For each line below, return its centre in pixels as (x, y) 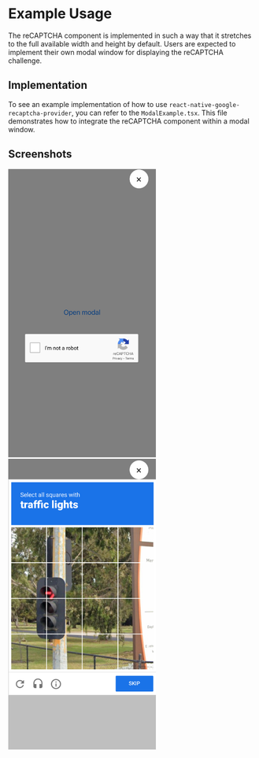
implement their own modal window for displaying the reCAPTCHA (116, 52)
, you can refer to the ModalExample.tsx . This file (150, 113)
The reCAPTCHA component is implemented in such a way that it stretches (130, 35)
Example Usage (60, 14)
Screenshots (40, 154)
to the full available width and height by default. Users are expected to (122, 43)
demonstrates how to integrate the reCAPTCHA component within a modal (129, 121)
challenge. (25, 61)
